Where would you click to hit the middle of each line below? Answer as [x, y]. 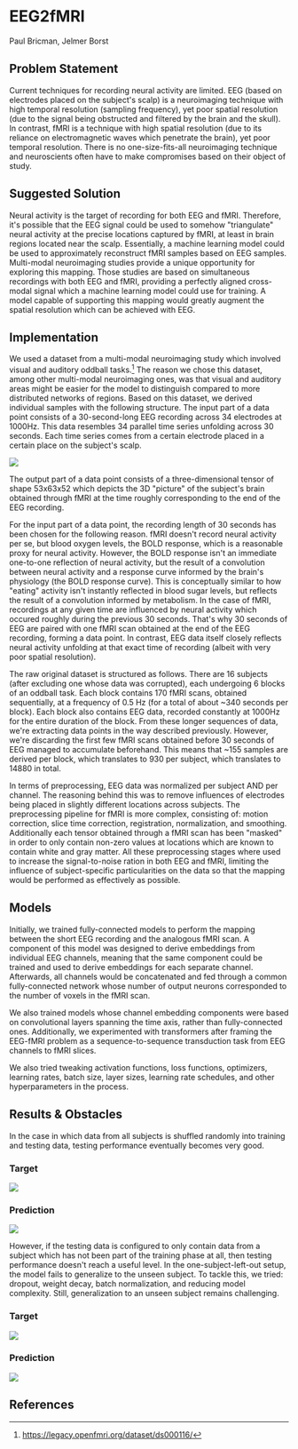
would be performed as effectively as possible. [95, 880]
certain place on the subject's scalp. [75, 445]
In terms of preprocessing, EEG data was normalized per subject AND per [144, 786]
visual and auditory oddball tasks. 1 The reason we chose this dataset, [136, 369]
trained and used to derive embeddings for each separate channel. [131, 967]
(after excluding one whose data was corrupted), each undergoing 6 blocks [147, 684]
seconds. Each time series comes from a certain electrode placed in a [137, 436]
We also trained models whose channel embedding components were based [149, 1012]
